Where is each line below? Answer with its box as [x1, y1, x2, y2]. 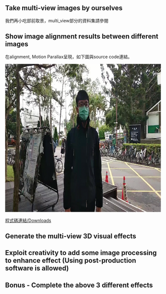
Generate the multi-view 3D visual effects [5, 232, 137, 241]
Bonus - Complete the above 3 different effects [5, 281, 153, 289]
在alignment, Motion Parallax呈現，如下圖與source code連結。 [5, 54, 132, 60]
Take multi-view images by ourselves [5, 4, 123, 12]
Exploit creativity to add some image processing [5, 249, 157, 257]
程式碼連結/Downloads [5, 217, 51, 223]
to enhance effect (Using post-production [5, 257, 136, 265]
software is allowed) [5, 264, 69, 273]
